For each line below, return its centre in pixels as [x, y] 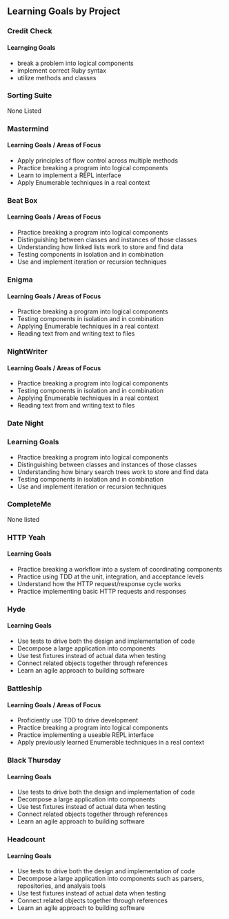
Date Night [26, 424]
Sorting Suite [30, 95]
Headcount [26, 839]
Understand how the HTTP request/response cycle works [99, 583]
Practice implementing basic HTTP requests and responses [101, 591]
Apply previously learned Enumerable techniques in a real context [111, 743]
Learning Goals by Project [64, 11]
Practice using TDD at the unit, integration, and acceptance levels [110, 576]
